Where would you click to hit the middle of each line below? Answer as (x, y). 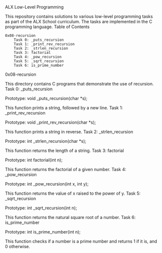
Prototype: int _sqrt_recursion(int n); (41, 208)
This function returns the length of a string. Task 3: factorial (65, 151)
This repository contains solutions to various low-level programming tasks (79, 16)
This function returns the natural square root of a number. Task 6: (70, 217)
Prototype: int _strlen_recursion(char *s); (46, 141)
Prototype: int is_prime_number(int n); (43, 232)
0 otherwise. (18, 246)
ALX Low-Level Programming (34, 7)
